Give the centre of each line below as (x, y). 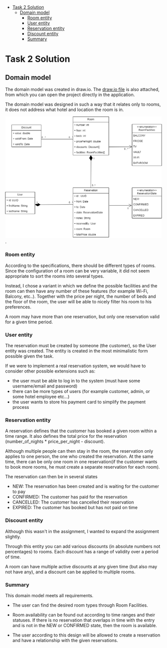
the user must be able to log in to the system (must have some (76, 381)
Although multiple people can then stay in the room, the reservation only (79, 451)
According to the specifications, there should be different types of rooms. (81, 265)
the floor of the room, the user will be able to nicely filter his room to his (78, 301)
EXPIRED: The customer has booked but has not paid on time (75, 508)
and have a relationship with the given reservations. (65, 640)
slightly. (13, 536)
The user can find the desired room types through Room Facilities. (80, 605)
